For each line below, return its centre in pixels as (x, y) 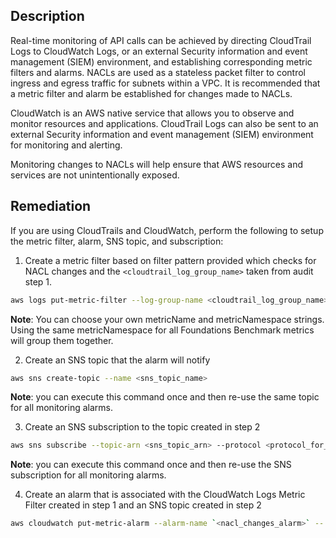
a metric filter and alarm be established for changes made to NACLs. (151, 93)
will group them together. (62, 340)
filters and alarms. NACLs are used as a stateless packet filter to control (158, 72)
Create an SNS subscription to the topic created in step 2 (142, 427)
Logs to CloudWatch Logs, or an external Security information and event (159, 51)
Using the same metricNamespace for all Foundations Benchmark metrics (162, 330)
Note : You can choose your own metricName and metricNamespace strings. (167, 319)
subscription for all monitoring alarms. (88, 475)
